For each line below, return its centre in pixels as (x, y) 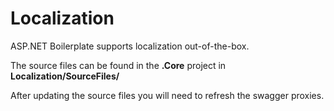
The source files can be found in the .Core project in (118, 65)
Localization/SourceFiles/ (65, 76)
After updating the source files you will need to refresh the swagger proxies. (167, 95)
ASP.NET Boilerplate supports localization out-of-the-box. (130, 46)
